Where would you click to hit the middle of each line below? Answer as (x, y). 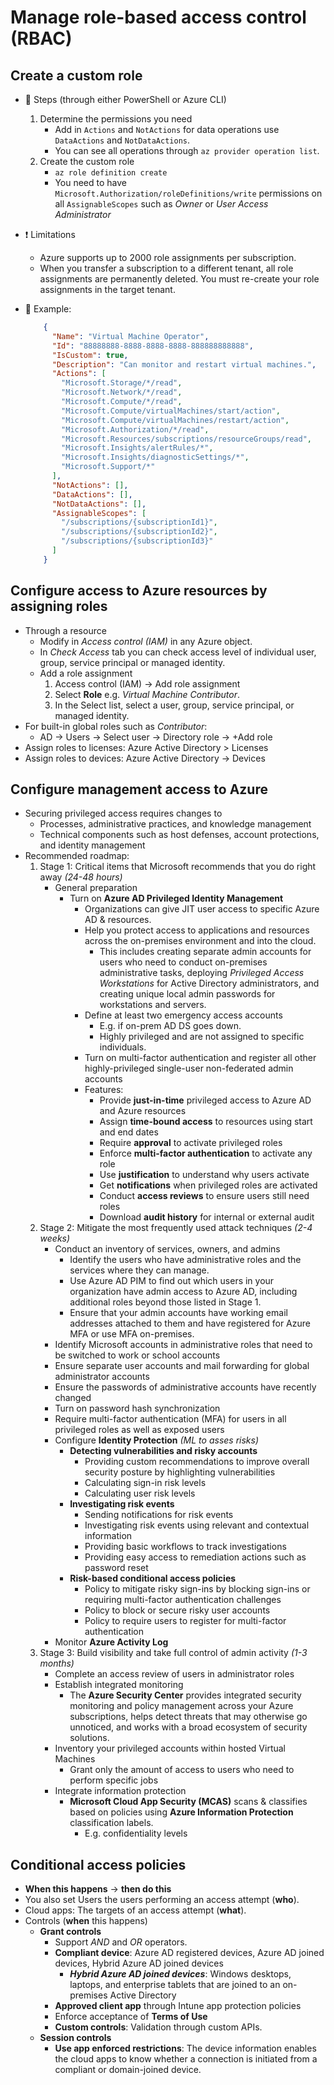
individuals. (123, 1047)
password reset (116, 1568)
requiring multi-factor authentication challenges (183, 1600)
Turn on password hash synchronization (137, 1408)
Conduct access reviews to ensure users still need (204, 1196)
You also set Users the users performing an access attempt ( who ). (162, 1900)
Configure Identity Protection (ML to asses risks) (157, 1440)
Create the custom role (87, 161)
